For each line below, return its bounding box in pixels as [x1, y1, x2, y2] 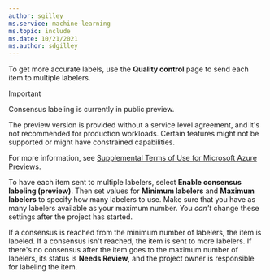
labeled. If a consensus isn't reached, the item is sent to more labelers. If [8, 236, 252, 246]
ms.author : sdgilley [8, 42, 79, 50]
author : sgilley [8, 11, 63, 20]
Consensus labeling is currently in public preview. [8, 105, 175, 114]
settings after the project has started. [8, 212, 133, 222]
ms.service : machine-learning [8, 19, 111, 28]
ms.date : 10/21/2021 [8, 34, 79, 43]
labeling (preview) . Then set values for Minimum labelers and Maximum [8, 186, 255, 196]
